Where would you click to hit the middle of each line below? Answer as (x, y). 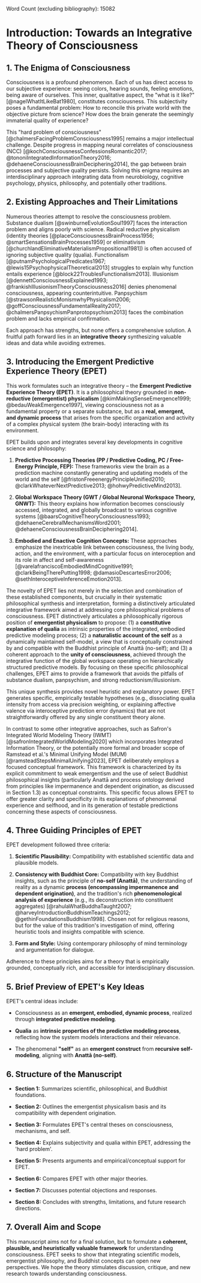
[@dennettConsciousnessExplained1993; (57, 280)
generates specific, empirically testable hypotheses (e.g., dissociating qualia (101, 698)
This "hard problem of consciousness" (54, 132)
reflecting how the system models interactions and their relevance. (97, 1037)
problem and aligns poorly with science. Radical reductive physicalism (93, 229)
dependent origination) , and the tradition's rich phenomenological (98, 893)
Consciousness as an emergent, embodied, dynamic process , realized (103, 1013)
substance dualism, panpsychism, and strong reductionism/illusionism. (94, 680)
